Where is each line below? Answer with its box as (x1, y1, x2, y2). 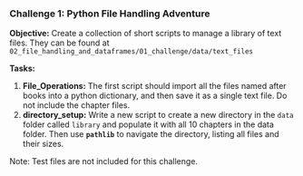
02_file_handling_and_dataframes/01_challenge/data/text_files (9, 47, 254, 56)
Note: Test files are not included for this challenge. (9, 156, 198, 167)
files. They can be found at (9, 37, 111, 48)
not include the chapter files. (22, 100, 131, 111)
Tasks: (9, 63, 35, 74)
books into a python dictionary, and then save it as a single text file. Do (22, 90, 288, 102)
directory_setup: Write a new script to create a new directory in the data (22, 110, 294, 121)
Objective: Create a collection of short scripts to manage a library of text (9, 28, 282, 39)
